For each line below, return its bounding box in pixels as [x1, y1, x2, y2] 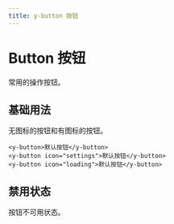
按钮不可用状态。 [8, 207, 65, 218]
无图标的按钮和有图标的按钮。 [8, 126, 107, 135]
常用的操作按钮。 [8, 77, 65, 87]
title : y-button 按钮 [8, 11, 79, 20]
